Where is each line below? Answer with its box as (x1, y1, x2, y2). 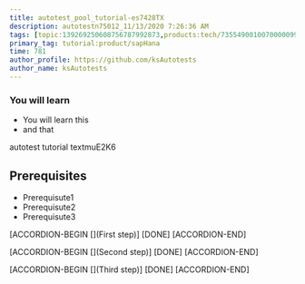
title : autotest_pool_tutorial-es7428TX (9, 13, 165, 23)
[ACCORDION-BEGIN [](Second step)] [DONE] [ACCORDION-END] (9, 246, 259, 257)
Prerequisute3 (22, 211, 76, 222)
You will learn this (22, 114, 89, 125)
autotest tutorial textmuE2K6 (9, 142, 116, 152)
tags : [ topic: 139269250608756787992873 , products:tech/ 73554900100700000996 (9, 30, 302, 39)
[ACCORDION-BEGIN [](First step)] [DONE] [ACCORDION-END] (9, 229, 247, 240)
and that (22, 124, 54, 135)
